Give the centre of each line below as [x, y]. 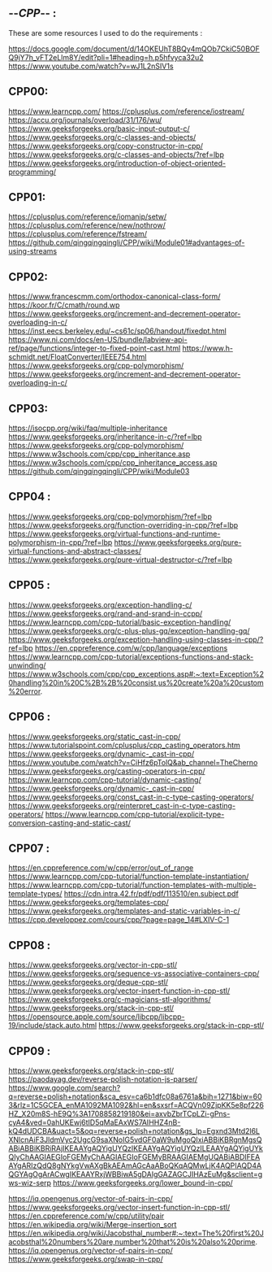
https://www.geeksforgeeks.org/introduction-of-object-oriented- [117, 163]
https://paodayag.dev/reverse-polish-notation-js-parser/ [103, 1079]
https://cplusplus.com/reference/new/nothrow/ [87, 225]
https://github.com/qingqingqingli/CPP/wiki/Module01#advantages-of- [127, 242]
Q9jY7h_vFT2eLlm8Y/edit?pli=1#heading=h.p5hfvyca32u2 [106, 57]
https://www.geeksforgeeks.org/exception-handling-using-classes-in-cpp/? [136, 639]
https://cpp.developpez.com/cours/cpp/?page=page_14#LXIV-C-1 [119, 920]
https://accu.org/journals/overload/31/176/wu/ [85, 120]
